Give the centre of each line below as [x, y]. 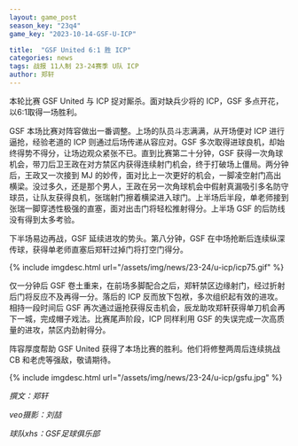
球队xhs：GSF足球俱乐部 [55, 433]
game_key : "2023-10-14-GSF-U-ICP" [73, 34]
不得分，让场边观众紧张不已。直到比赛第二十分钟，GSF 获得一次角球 [158, 153]
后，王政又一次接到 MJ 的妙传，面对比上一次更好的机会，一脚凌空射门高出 [145, 175]
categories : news [41, 59]
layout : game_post [43, 17]
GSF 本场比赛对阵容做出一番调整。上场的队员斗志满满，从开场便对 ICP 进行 [147, 130]
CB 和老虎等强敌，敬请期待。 [63, 359]
